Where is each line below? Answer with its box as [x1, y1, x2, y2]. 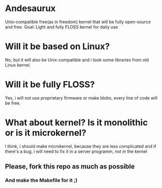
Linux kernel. [5, 62, 31, 68]
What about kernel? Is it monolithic [5, 117, 148, 128]
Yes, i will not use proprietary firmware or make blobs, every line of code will [5, 95, 158, 101]
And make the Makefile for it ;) [5, 177, 78, 184]
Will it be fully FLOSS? [5, 79, 95, 90]
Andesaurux [5, 3, 56, 14]
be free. [5, 100, 21, 106]
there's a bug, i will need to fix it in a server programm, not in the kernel [5, 148, 147, 154]
